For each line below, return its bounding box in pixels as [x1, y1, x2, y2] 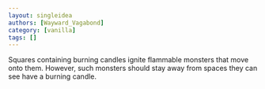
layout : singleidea [8, 11, 73, 20]
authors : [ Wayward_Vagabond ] [8, 19, 104, 27]
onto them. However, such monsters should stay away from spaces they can [8, 64, 258, 73]
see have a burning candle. [8, 72, 97, 81]
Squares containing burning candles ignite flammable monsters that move [8, 55, 249, 65]
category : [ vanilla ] [8, 26, 77, 34]
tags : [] [8, 33, 37, 42]
